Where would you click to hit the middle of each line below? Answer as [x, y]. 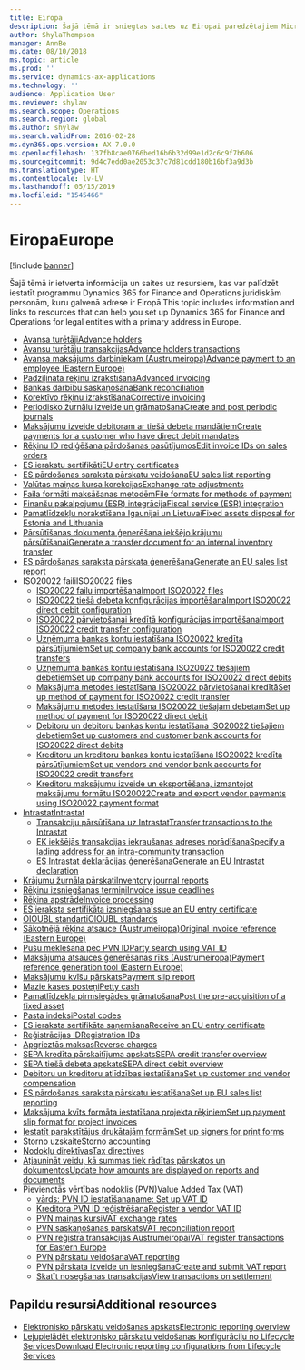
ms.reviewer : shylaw [49, 102]
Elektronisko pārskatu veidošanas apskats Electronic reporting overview [156, 1326]
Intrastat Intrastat [54, 812]
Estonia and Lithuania [63, 523]
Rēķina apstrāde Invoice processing [88, 899]
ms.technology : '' [44, 85]
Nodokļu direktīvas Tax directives [84, 1150]
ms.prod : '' [32, 69]
